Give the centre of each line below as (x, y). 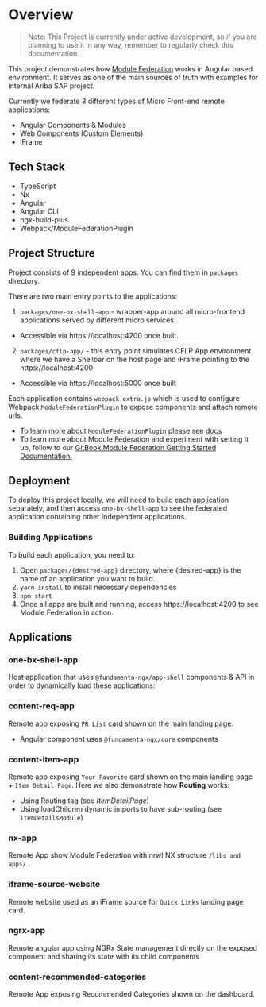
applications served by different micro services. (98, 320)
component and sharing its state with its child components (104, 956)
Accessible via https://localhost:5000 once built (98, 383)
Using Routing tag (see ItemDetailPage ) (84, 801)
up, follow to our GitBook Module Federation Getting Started (118, 447)
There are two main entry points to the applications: (93, 296)
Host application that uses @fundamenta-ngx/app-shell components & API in (131, 677)
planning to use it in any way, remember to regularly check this (130, 44)
